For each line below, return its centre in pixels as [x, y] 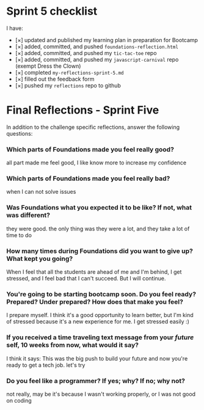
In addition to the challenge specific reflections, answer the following [93, 127]
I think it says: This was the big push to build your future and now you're [97, 358]
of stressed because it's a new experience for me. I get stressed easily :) [98, 321]
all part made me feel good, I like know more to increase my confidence [97, 163]
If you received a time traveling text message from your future [100, 337]
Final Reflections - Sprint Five [83, 110]
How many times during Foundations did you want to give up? [100, 251]
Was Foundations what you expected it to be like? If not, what [99, 208]
